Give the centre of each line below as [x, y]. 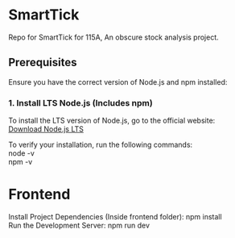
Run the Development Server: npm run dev [79, 225]
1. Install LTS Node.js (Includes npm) [80, 102]
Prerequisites [43, 63]
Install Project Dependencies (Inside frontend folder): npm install [115, 216]
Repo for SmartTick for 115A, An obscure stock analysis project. [113, 37]
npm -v [21, 162]
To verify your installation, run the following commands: [101, 145]
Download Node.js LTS [46, 129]
